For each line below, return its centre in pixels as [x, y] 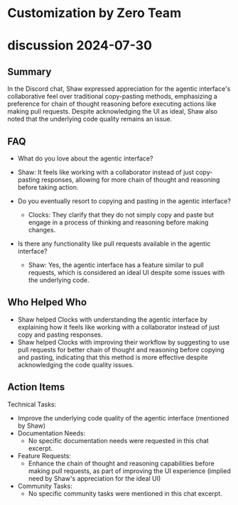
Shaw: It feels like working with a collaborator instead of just [106, 172]
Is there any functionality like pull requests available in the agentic [114, 244]
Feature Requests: [44, 455]
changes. [42, 230]
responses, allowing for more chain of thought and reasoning [131, 180]
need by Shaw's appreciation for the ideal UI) [94, 478]
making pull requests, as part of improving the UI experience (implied [129, 471]
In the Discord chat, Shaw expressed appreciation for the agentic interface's [119, 89]
